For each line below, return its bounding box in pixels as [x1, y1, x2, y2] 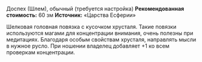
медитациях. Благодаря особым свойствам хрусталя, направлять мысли [6, 36, 197, 43]
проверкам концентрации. [6, 49, 75, 56]
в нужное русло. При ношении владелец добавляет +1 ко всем [6, 42, 170, 49]
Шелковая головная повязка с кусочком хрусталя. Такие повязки [6, 23, 177, 30]
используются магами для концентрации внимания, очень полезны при [6, 29, 194, 37]
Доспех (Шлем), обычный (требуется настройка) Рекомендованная [6, 5, 184, 12]
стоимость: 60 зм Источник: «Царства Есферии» [6, 11, 136, 19]
